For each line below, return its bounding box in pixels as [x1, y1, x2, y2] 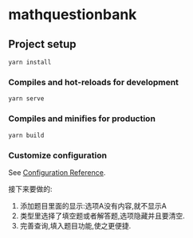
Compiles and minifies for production [8, 113, 156, 124]
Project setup [8, 37, 77, 51]
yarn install [8, 58, 52, 66]
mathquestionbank [8, 6, 137, 24]
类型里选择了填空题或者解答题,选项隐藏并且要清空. [19, 211, 185, 220]
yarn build [8, 131, 45, 139]
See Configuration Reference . [8, 167, 106, 177]
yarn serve [8, 95, 45, 103]
